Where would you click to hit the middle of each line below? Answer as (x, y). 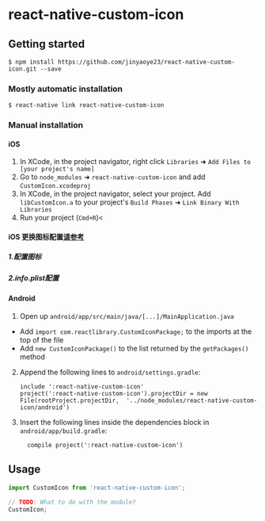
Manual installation (46, 125)
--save (51, 69)
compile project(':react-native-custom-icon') (105, 445)
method (32, 356)
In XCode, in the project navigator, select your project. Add (115, 194)
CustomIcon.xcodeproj (55, 186)
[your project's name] (57, 169)
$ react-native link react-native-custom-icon (86, 105)
